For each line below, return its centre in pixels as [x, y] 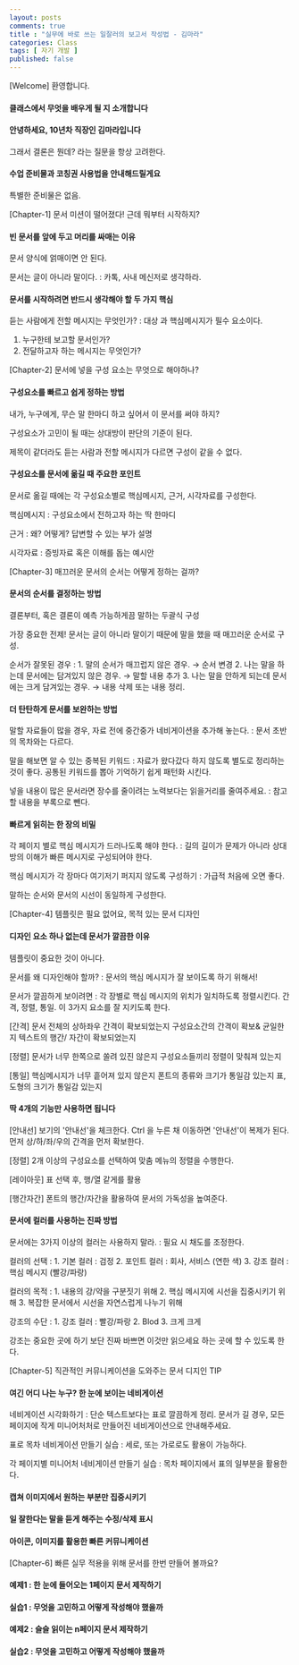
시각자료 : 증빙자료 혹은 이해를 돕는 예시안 [82, 552]
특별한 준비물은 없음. [45, 195]
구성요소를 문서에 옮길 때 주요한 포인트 [75, 474]
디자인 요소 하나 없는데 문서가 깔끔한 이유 [79, 937]
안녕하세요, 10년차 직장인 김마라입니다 [75, 130]
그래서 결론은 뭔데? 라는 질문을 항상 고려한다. [87, 151]
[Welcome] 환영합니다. [50, 85]
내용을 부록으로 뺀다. [54, 803]
